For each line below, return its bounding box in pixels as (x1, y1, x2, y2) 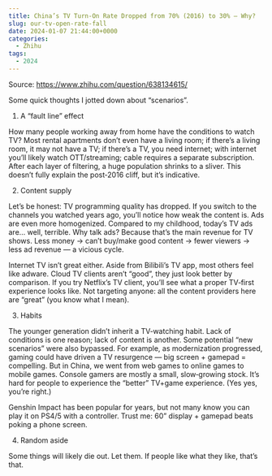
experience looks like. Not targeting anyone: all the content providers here (8, 286, 257, 296)
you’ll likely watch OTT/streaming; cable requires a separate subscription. (8, 152, 255, 162)
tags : (8, 50, 27, 58)
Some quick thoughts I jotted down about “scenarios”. (8, 95, 188, 105)
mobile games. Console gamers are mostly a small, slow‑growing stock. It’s (8, 369, 260, 379)
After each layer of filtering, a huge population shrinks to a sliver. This (8, 161, 241, 171)
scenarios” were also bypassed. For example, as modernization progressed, (8, 343, 263, 353)
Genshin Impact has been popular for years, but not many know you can (8, 402, 250, 412)
